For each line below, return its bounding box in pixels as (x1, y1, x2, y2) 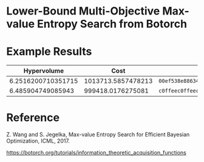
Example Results (6, 45, 92, 59)
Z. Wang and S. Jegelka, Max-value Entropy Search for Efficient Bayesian (6, 131, 190, 138)
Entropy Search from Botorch (37, 17, 187, 31)
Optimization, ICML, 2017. (6, 137, 70, 144)
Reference (6, 111, 59, 125)
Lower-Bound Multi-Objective (6, 4, 160, 18)
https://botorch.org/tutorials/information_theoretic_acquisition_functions (6, 149, 187, 157)
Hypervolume (23, 66, 64, 75)
